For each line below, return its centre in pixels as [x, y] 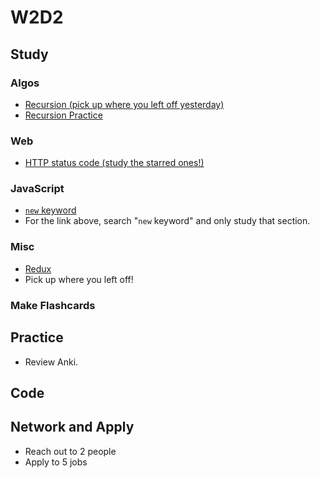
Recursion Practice [63, 115]
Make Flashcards [53, 305]
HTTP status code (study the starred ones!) [114, 163]
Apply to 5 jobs [56, 462]
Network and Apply [72, 427]
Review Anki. [51, 362]
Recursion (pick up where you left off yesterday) [124, 104]
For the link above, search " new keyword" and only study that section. [167, 221]
